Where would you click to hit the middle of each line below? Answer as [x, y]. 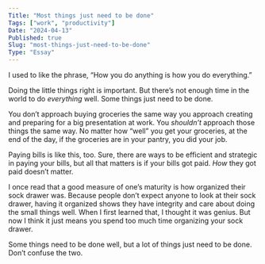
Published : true [35, 38]
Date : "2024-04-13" [40, 30]
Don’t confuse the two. [46, 253]
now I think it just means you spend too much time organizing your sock [126, 220]
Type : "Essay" [32, 52]
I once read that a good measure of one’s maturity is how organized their [127, 187]
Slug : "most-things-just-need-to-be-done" [79, 45]
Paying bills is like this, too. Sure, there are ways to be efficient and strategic [133, 155]
